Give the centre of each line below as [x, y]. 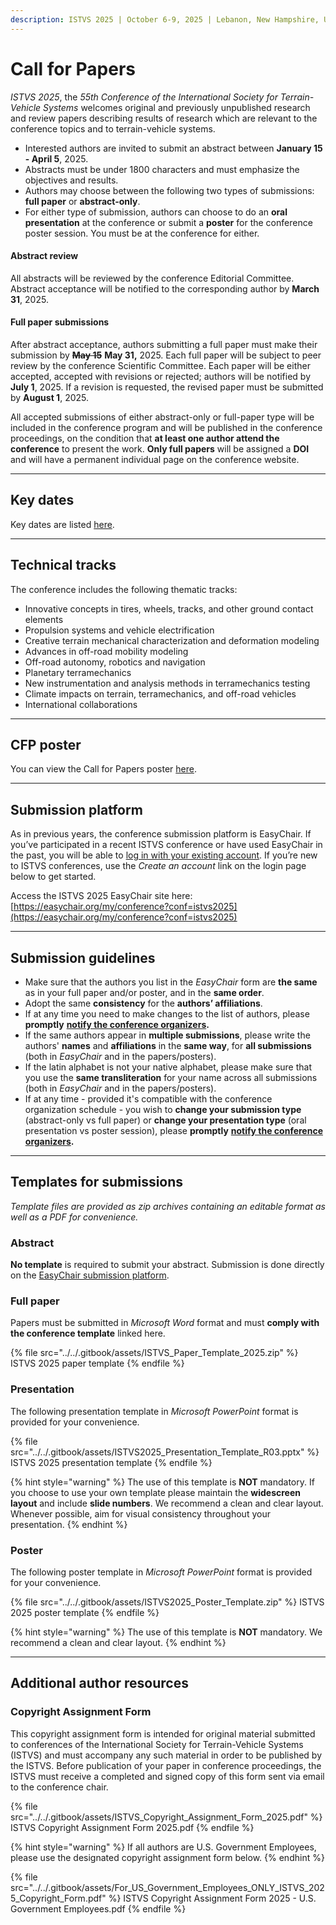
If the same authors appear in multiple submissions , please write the [167, 1035]
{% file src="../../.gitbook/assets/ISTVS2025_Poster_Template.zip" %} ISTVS [167, 1602]
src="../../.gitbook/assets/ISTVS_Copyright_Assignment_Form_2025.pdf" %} [166, 1817]
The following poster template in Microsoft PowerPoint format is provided [161, 1572]
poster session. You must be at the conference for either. [142, 233]
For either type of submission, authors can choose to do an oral [156, 212]
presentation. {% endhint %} [69, 1524]
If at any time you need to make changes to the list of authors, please [167, 1014]
